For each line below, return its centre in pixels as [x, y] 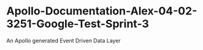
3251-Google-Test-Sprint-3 [78, 24]
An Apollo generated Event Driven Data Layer [63, 40]
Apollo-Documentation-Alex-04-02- [102, 11]
